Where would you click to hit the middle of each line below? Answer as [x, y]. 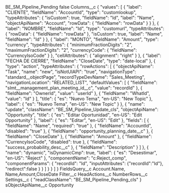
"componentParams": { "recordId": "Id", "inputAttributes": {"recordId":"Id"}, [84, 163]
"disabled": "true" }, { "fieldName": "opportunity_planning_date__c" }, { [79, 131]
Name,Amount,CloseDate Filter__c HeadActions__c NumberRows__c [77, 174]
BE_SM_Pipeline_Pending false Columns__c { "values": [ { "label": [74, 7]
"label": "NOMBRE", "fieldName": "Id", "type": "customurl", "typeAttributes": [85, 28]
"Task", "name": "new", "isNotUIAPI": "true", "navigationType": [71, 72]
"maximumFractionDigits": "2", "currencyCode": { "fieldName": [71, 50]
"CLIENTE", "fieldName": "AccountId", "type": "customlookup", [71, 12]
